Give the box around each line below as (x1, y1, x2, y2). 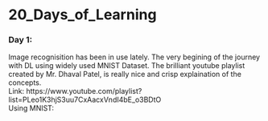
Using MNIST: (8, 103, 55, 113)
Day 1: (8, 34, 33, 46)
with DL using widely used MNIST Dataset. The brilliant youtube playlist (8, 61, 245, 71)
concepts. (8, 78, 42, 87)
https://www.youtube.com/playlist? (26, 87, 142, 96)
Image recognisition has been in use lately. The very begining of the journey (8, 52, 260, 62)
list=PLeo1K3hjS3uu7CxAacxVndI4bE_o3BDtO (8, 95, 162, 105)
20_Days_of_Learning (8, 6, 157, 24)
